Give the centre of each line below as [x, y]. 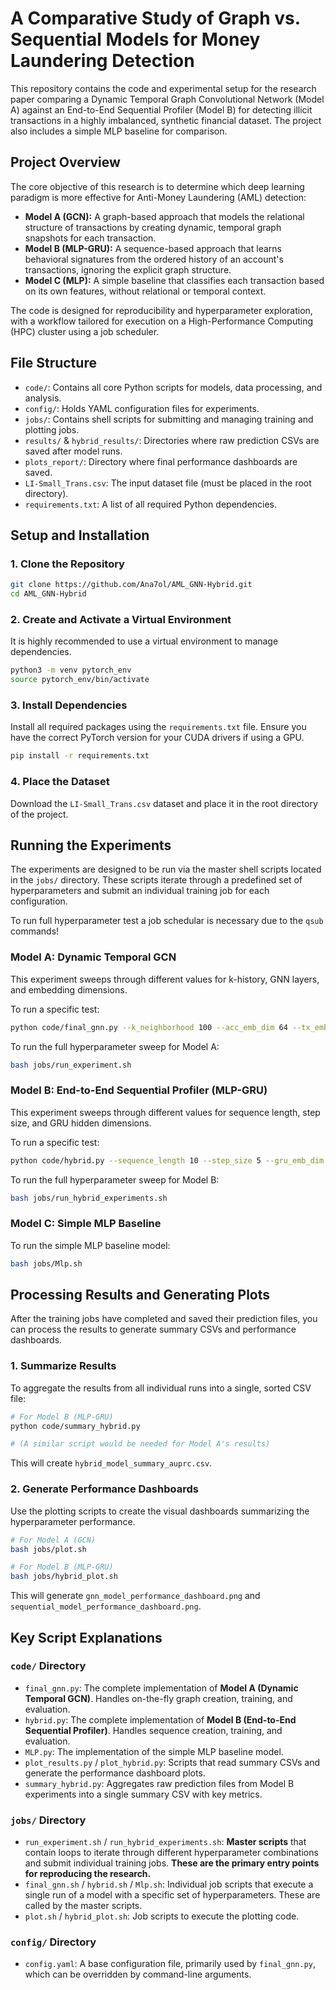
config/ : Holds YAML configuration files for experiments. [142, 408]
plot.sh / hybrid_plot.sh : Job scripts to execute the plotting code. [162, 1916]
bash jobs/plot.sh [48, 1549]
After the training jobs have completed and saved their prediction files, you [164, 1319]
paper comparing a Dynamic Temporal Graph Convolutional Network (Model [167, 99]
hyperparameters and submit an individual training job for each [140, 891]
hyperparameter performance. [73, 1521]
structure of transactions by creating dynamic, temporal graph [153, 227]
